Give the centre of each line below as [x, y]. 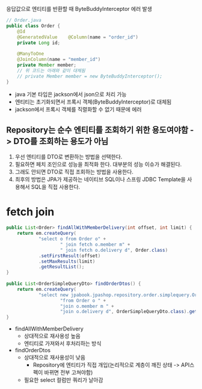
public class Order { [33, 26]
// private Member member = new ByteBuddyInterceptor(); [90, 76]
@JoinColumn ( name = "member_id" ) [59, 60]
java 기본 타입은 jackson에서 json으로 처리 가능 [71, 94]
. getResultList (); [61, 267]
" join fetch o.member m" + [95, 244]
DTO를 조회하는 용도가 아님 [61, 141]
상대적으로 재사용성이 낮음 [55, 358]
